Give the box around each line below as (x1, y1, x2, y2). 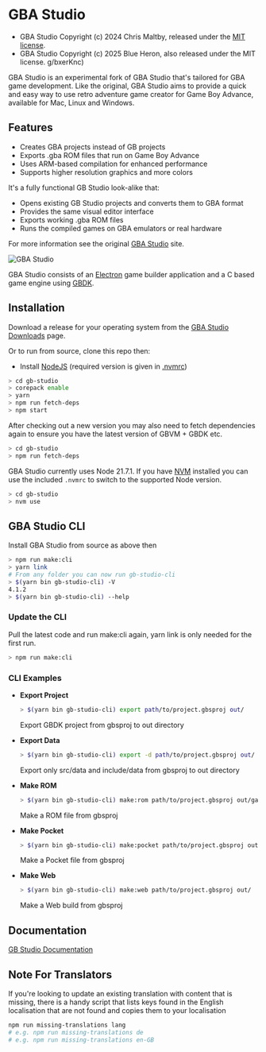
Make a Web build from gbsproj (19, 900, 123, 911)
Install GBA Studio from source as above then (8, 540, 157, 550)
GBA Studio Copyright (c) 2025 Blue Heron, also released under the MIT (19, 48, 256, 58)
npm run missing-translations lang (8, 1021, 126, 1029)
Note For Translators (8, 968, 113, 981)
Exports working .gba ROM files (19, 215, 124, 224)
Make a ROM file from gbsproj (19, 810, 118, 820)
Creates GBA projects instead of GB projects (19, 141, 166, 152)
